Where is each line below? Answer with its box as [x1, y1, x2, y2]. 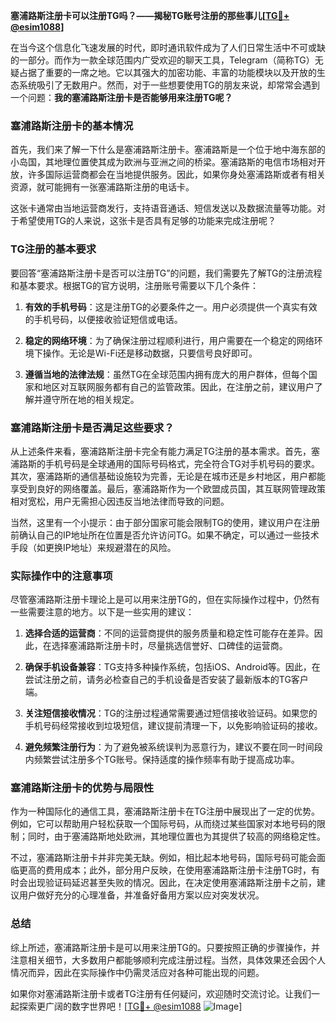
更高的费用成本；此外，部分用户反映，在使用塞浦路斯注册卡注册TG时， [18, 864, 312, 876]
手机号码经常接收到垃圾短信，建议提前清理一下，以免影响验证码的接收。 [24, 720, 323, 732]
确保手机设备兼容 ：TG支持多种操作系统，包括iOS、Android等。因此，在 [24, 661, 321, 673]
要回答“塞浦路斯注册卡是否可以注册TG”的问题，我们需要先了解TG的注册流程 [10, 267, 323, 279]
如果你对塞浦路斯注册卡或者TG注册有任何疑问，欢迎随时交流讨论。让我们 [10, 987, 312, 999]
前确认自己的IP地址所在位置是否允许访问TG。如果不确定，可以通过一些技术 [10, 529, 320, 541]
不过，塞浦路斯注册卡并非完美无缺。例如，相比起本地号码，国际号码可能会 [10, 852, 317, 864]
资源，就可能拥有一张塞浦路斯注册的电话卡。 [10, 181, 195, 193]
